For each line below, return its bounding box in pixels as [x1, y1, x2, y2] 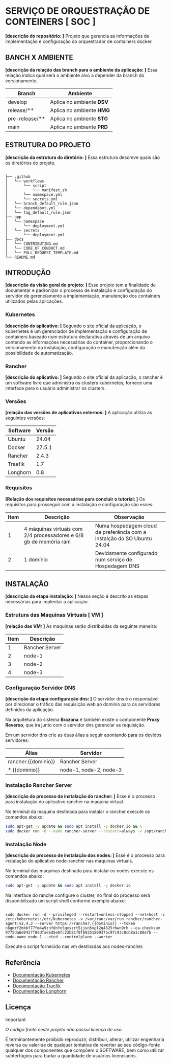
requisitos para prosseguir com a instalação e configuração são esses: [5, 501, 154, 507]
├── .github [5, 174, 31, 179]
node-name [5, 935, 26, 940]
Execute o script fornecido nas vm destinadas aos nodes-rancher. [5, 943, 144, 949]
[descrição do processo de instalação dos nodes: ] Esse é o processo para [5, 852, 165, 858]
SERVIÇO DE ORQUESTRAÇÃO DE [5, 5, 150, 17]
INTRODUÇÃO [5, 268, 51, 277]
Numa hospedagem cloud [95, 522, 157, 529]
